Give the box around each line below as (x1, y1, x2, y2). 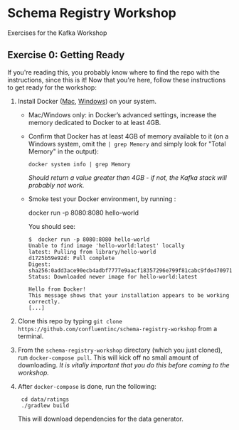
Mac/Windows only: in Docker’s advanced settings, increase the (28, 110, 217, 119)
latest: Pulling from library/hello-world (28, 248, 156, 255)
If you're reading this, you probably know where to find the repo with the (7, 68, 221, 76)
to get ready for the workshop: (7, 83, 97, 92)
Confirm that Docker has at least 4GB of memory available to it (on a (28, 131, 229, 140)
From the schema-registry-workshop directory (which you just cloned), (17, 345, 223, 354)
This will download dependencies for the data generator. (17, 414, 184, 423)
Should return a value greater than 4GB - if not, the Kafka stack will (28, 173, 228, 182)
